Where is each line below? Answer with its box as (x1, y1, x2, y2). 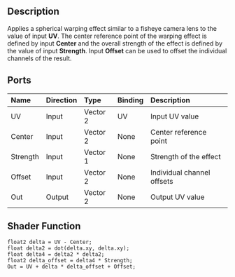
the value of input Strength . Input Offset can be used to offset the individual (7, 46, 227, 55)
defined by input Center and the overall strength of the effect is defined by (7, 39, 222, 48)
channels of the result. (7, 54, 72, 62)
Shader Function (7, 220, 81, 232)
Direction (45, 95, 78, 104)
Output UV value (150, 192, 205, 202)
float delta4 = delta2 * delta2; (7, 251, 105, 258)
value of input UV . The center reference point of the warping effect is (7, 32, 208, 40)
